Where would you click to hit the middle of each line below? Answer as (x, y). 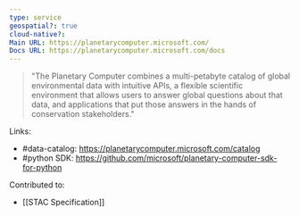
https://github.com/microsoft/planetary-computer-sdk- (176, 158)
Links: (20, 131)
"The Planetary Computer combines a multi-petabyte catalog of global (161, 76)
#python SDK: (48, 158)
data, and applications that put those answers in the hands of (144, 104)
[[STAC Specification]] (63, 203)
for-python (42, 168)
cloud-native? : (37, 34)
